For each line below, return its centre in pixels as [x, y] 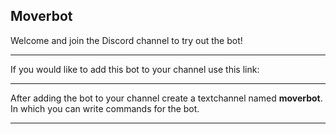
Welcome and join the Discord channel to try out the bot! [126, 40]
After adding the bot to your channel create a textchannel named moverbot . [166, 98]
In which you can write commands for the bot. [105, 108]
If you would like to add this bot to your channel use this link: [135, 69]
